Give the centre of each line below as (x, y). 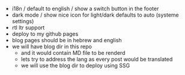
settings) (23, 21)
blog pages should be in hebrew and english (67, 40)
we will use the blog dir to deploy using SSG (75, 65)
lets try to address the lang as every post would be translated (97, 59)
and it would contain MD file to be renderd (73, 53)
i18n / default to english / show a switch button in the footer (85, 9)
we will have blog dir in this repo (52, 46)
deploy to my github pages (45, 34)
